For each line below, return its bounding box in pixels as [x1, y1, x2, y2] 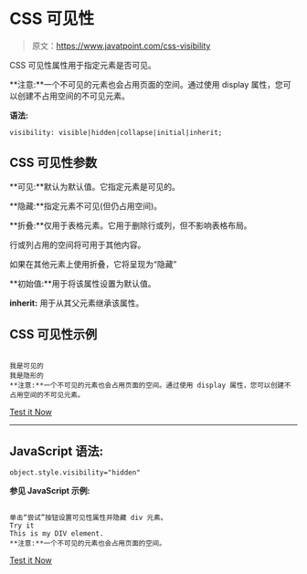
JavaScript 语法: [9, 444, 104, 459]
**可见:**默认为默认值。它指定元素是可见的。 [9, 181, 181, 192]
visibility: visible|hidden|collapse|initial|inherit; [9, 128, 223, 137]
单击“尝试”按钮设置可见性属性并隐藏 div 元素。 [9, 513, 168, 523]
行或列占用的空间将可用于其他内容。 [9, 239, 146, 250]
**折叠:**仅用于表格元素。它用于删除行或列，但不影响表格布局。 [9, 220, 253, 231]
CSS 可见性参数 [9, 155, 98, 171]
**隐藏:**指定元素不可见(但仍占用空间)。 [9, 200, 163, 211]
